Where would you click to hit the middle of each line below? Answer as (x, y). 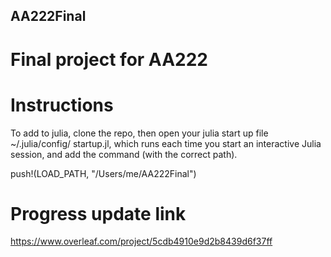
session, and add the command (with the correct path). (124, 154)
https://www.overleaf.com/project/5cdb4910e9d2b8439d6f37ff (141, 241)
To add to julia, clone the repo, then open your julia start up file (139, 133)
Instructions (62, 105)
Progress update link (98, 213)
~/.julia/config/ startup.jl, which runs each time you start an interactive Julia (166, 143)
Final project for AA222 (109, 59)
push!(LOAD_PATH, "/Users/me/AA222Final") (103, 173)
